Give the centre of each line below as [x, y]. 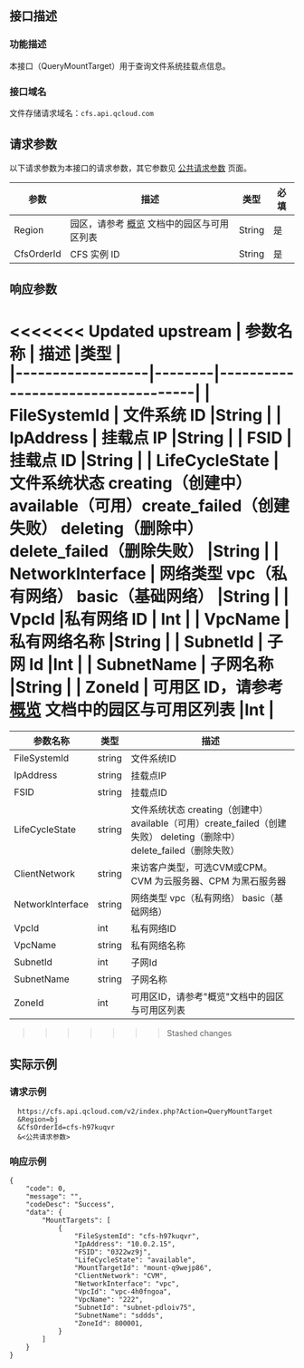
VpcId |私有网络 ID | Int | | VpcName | [150, 620]
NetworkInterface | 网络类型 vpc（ [140, 574]
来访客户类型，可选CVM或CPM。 [202, 868]
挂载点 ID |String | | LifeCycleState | [144, 461]
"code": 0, [46, 1189]
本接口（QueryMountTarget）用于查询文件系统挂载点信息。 [120, 65]
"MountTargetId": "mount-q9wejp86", [143, 1268]
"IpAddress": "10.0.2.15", [125, 1245]
